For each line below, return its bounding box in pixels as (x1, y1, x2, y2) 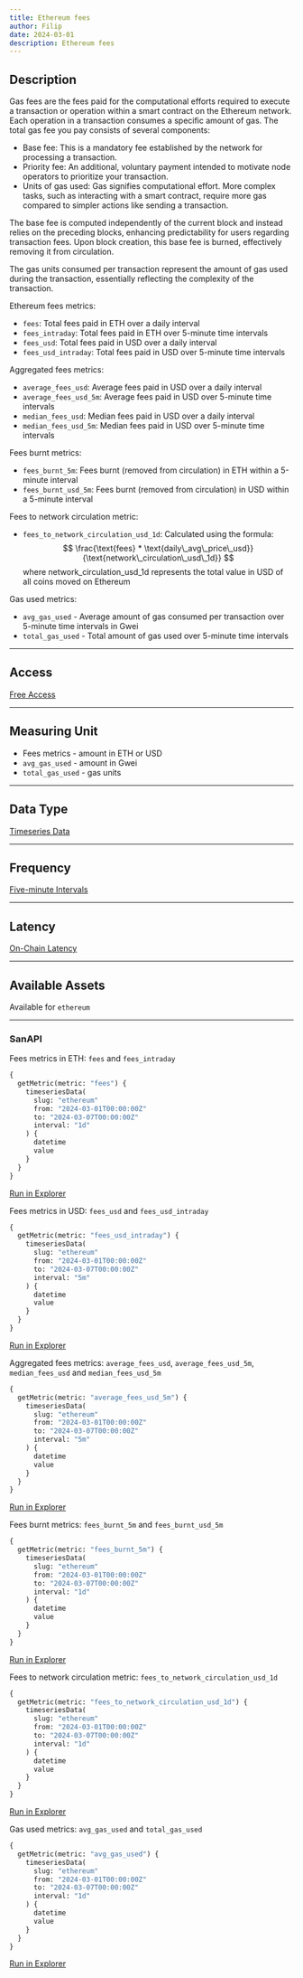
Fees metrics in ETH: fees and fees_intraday (9, 1053, 176, 1064)
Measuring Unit (9, 724, 98, 739)
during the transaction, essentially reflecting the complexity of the (9, 273, 254, 285)
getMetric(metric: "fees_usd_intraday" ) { (17, 1231, 179, 1240)
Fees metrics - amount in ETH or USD (22, 748, 162, 758)
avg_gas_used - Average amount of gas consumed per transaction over (22, 611, 285, 622)
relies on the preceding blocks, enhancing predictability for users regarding (9, 227, 290, 238)
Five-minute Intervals (9, 884, 88, 895)
